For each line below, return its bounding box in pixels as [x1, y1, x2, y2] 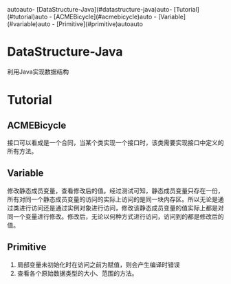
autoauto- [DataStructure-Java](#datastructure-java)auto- [7, 6, 173, 13]
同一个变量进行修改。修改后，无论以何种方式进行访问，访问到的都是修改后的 [7, 212, 224, 221]
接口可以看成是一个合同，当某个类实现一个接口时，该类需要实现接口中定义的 [7, 138, 224, 146]
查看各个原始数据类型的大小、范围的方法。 [16, 269, 138, 277]
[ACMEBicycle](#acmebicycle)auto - [54, 12, 157, 21]
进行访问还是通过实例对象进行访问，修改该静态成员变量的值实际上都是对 [19, 204, 224, 212]
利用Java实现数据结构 [7, 67, 69, 76]
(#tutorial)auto [7, 12, 48, 21]
